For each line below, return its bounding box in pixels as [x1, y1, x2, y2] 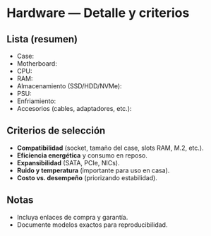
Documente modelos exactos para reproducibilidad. [16, 220, 168, 229]
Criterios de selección [6, 125, 106, 137]
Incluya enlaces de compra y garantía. [16, 213, 128, 221]
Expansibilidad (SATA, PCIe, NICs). [16, 158, 120, 167]
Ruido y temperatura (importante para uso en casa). [16, 166, 170, 175]
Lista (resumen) [6, 33, 78, 45]
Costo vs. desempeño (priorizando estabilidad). [16, 173, 158, 182]
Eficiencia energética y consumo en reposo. [16, 151, 147, 160]
